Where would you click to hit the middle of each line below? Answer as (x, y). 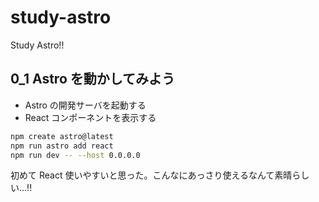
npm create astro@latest (62, 136)
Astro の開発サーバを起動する (85, 105)
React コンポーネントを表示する (90, 117)
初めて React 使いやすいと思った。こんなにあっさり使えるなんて (142, 175)
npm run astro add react (62, 146)
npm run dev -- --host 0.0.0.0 (75, 155)
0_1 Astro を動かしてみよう (93, 79)
